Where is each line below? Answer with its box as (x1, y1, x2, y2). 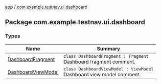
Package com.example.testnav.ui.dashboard (5, 18, 145, 26)
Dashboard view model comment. (63, 71, 141, 78)
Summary (97, 45, 120, 52)
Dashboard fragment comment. (63, 58, 136, 65)
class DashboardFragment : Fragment (63, 53, 149, 59)
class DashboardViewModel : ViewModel (63, 66, 154, 72)
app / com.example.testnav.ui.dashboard (5, 4, 88, 10)
